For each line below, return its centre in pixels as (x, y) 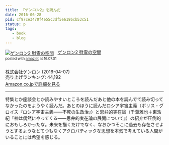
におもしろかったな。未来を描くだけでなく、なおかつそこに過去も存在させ (82, 125)
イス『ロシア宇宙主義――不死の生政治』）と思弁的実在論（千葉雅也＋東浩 (86, 112)
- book (19, 33)
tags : (11, 29)
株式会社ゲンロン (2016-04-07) (38, 72)
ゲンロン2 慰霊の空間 (79, 52)
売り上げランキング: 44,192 (33, 77)
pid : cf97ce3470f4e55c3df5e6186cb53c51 (47, 19)
